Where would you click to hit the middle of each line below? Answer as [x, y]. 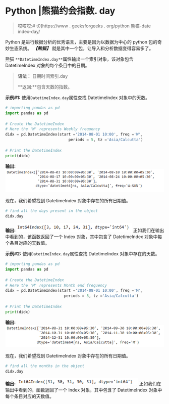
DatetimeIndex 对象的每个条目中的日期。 [47, 65]
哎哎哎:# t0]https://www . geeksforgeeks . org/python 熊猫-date [84, 26]
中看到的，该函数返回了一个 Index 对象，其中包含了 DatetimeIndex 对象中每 [84, 237]
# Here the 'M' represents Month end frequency [56, 285]
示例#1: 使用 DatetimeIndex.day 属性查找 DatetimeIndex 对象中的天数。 [78, 98]
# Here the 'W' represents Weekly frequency [53, 129]
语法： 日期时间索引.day [43, 76]
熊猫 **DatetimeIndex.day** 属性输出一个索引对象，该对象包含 [69, 59]
